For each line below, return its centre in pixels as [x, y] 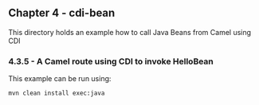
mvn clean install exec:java [57, 93]
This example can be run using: [60, 79]
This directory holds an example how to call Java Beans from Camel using [130, 32]
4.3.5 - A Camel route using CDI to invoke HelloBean [111, 61]
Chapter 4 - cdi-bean [62, 13]
